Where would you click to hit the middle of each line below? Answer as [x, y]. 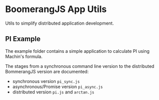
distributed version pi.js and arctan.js [53, 92]
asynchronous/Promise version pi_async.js [57, 86]
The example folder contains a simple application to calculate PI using [77, 51]
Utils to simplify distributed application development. [60, 23]
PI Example [23, 39]
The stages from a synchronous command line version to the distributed [80, 66]
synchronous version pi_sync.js [46, 81]
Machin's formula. [24, 56]
